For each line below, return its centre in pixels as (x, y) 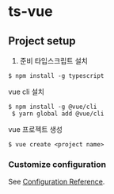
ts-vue (30, 12)
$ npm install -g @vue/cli (53, 107)
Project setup (42, 41)
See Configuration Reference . (57, 182)
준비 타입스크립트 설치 (54, 61)
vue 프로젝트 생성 (36, 129)
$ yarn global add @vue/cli (58, 114)
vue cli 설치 (27, 91)
